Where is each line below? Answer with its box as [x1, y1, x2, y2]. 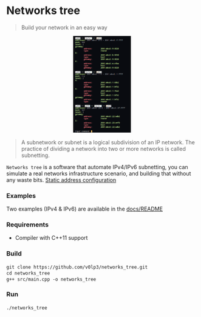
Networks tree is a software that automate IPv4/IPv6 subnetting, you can [6, 163, 188, 170]
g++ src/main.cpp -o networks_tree [6, 276, 97, 282]
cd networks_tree [6, 270, 50, 276]
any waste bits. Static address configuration [6, 176, 117, 183]
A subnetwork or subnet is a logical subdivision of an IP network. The [21, 138, 196, 146]
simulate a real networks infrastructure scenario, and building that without [6, 170, 191, 177]
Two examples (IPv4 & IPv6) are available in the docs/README [6, 205, 163, 212]
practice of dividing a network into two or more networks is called [21, 145, 186, 152]
